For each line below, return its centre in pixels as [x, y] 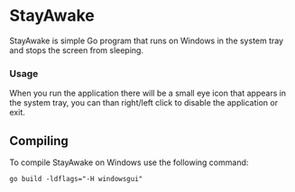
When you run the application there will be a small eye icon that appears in [148, 93]
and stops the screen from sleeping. [77, 50]
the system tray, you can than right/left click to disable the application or [143, 103]
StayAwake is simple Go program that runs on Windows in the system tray [147, 41]
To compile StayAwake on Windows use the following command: [129, 162]
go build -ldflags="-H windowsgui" [76, 179]
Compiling [39, 141]
